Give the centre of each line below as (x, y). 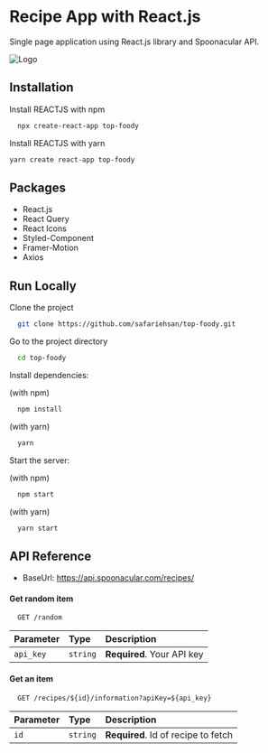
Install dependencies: (49, 375)
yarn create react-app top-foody (72, 160)
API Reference (51, 556)
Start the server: (40, 460)
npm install (40, 409)
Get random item (42, 599)
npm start (36, 494)
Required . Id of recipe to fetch (169, 735)
